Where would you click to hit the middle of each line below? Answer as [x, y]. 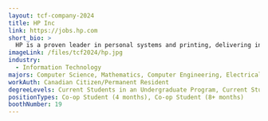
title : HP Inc [32, 23]
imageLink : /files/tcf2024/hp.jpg [66, 53]
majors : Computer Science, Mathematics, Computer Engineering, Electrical [135, 75]
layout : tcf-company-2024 [51, 16]
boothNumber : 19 [35, 104]
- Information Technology [59, 68]
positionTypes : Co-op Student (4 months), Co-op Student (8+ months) [126, 97]
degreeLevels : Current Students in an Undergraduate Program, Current [128, 90]
